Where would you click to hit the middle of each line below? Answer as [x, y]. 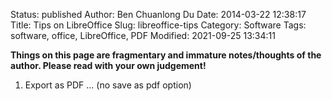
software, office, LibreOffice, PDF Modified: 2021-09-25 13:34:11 [143, 35]
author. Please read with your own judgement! [108, 65]
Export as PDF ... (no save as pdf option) [108, 85]
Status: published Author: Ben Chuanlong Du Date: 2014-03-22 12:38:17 [158, 14]
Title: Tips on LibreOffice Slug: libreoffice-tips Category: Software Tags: [158, 25]
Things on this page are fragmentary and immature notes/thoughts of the [166, 55]
